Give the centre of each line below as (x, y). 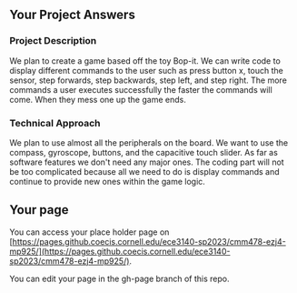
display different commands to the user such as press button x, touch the (147, 70)
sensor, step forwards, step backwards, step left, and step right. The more (148, 80)
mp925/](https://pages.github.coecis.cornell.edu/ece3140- (120, 251)
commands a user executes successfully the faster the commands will (141, 89)
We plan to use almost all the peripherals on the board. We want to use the (149, 142)
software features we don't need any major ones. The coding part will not (147, 162)
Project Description (53, 41)
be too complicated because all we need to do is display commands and (144, 171)
